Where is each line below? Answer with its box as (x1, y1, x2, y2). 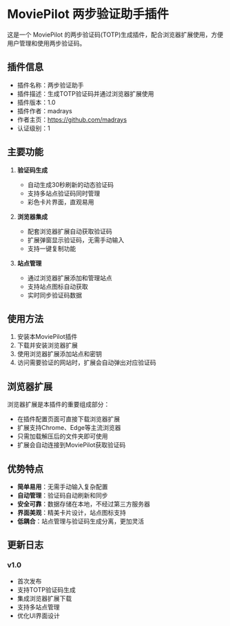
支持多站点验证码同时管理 (27, 189, 101, 197)
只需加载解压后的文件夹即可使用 (17, 432, 108, 440)
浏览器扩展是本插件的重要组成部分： (7, 400, 110, 409)
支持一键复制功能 (27, 244, 76, 253)
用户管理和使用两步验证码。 (7, 39, 86, 47)
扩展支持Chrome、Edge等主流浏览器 (17, 424, 121, 432)
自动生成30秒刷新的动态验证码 (27, 180, 114, 188)
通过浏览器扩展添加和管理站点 (27, 273, 112, 282)
